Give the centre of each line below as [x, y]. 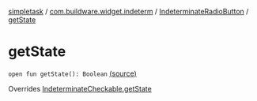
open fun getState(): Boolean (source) [72, 73]
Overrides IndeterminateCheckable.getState [80, 88]
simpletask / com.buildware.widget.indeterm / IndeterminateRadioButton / [128, 11]
